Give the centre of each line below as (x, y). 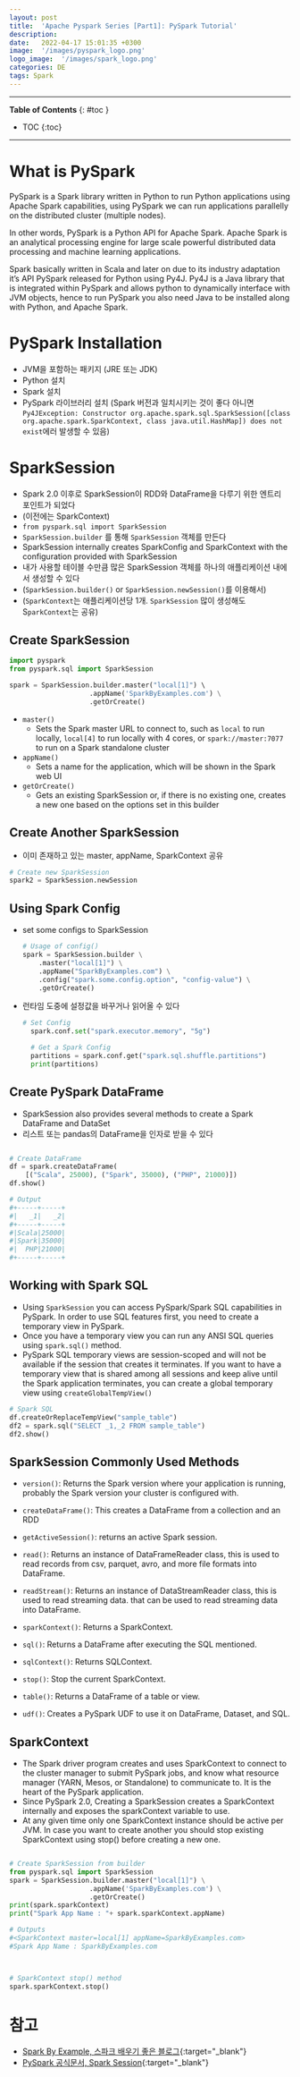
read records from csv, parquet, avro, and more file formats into (139, 1564)
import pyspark (37, 661)
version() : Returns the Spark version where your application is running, (154, 1484)
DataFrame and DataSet (66, 1123)
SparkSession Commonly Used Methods (124, 1462)
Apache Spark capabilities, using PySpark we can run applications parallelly (149, 206)
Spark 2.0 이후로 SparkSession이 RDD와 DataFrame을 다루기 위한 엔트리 (152, 494)
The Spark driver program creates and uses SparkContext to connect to (154, 1763)
